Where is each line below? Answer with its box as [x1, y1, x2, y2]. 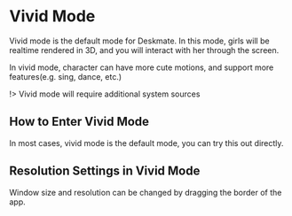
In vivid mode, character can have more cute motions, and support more [9, 62, 274, 73]
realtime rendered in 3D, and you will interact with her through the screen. [9, 44, 280, 55]
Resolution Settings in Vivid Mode [9, 164, 201, 179]
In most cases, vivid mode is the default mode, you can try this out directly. [9, 137, 284, 148]
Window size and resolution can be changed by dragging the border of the [9, 187, 282, 197]
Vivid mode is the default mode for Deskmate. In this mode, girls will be [9, 35, 270, 46]
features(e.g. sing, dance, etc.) [9, 71, 122, 81]
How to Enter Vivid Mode [9, 114, 149, 129]
